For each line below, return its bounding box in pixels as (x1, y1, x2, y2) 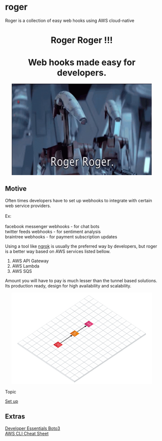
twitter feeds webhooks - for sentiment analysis (5, 229, 101, 234)
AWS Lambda (12, 263, 40, 269)
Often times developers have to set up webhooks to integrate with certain (5, 197, 152, 203)
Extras (5, 412, 25, 421)
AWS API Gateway (12, 258, 49, 264)
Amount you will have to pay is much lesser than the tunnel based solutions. (5, 277, 157, 284)
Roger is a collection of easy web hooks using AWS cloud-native (5, 18, 135, 23)
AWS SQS (12, 268, 33, 274)
